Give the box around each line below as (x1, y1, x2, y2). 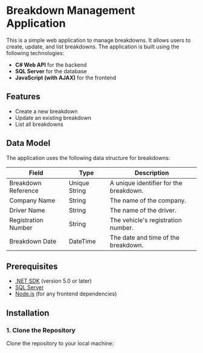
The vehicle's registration (109, 216, 182, 224)
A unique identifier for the (109, 179, 182, 187)
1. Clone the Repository (6, 326, 76, 334)
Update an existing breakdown (14, 114, 92, 121)
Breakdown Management (6, 4, 135, 18)
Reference (9, 186, 39, 194)
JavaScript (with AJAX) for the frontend (14, 74, 117, 81)
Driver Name (9, 206, 45, 214)
